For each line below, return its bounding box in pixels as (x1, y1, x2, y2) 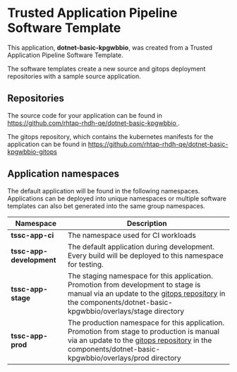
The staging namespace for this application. (67, 270, 214, 280)
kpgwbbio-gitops (7, 147, 58, 156)
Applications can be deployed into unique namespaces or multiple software (7, 194, 227, 203)
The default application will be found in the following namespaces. (7, 186, 200, 195)
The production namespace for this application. (67, 318, 225, 328)
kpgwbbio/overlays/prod (67, 353, 150, 363)
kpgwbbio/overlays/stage (67, 306, 153, 316)
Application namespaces (7, 168, 120, 180)
